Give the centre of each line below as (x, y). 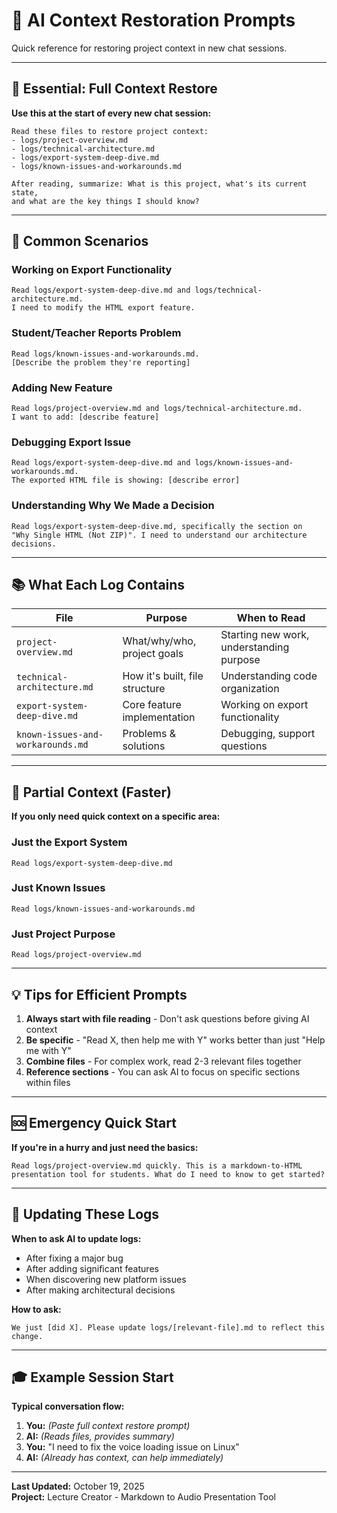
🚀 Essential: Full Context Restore (114, 89)
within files (48, 1082)
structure (144, 689)
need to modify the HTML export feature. (108, 308)
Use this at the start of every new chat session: (111, 113)
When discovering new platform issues (106, 1279)
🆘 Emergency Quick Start (94, 1123)
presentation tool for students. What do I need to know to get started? (168, 1174)
